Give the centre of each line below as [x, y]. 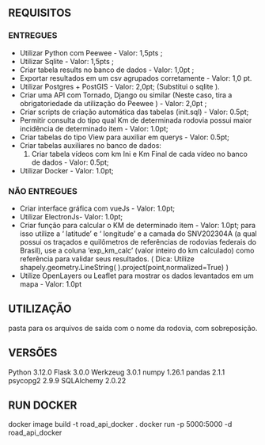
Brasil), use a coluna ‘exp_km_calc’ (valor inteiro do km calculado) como [137, 250]
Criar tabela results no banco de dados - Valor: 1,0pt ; [107, 70]
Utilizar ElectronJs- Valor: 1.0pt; [71, 216]
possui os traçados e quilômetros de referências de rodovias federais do [138, 242]
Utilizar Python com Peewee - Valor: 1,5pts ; [91, 53]
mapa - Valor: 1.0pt [50, 283]
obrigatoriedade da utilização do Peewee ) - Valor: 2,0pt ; [113, 103]
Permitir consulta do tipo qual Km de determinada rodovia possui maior [136, 120]
